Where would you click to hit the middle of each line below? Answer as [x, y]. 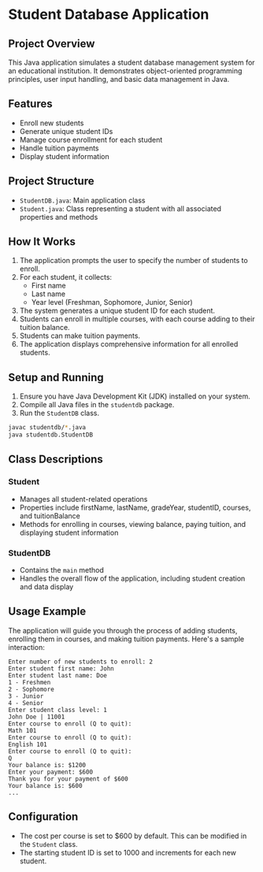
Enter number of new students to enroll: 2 [81, 662]
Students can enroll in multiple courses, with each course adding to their [137, 319]
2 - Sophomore [31, 689]
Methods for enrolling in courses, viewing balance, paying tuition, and [133, 524]
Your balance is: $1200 [47, 765]
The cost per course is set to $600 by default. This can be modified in [133, 836]
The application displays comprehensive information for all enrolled [129, 344]
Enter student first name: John [61, 668]
